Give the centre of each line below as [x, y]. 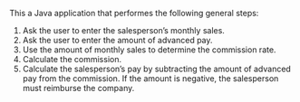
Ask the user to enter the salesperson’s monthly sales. [123, 30]
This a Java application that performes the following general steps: [134, 13]
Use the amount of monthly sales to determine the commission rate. [149, 50]
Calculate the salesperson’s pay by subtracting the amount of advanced [157, 69]
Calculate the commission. [72, 59]
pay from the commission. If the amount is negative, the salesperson [150, 79]
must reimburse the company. [78, 88]
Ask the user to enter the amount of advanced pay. [117, 40]
